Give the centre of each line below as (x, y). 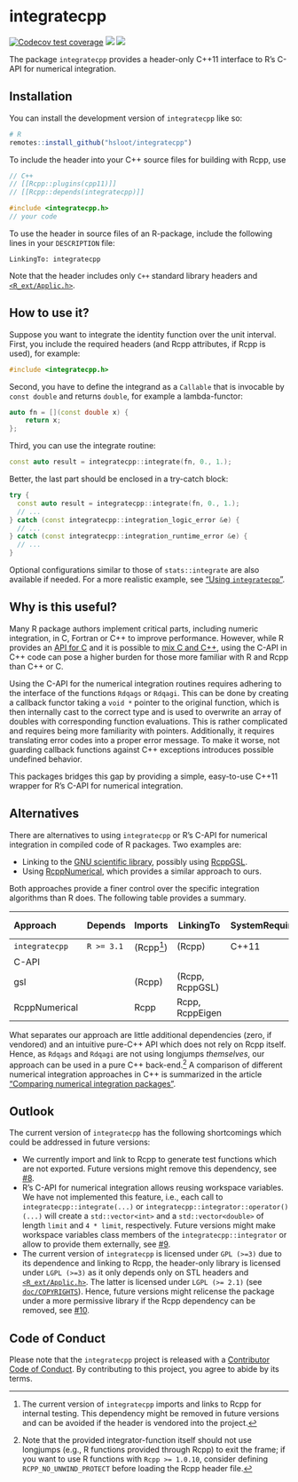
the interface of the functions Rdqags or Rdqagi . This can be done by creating (149, 693)
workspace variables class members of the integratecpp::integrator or (154, 1235)
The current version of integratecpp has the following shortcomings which (145, 1133)
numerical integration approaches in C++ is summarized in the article (136, 1074)
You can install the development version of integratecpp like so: (126, 118)
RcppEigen (200, 1013)
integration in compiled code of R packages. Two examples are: (125, 844)
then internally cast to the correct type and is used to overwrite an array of (145, 711)
